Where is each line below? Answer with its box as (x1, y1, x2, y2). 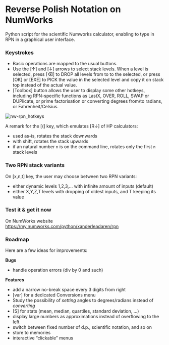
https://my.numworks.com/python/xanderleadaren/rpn (5, 223, 119, 229)
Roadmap (5, 236, 29, 243)
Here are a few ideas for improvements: (5, 247, 88, 253)
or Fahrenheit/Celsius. (12, 104, 59, 110)
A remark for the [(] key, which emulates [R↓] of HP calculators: (5, 123, 138, 130)
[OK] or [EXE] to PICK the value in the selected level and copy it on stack (12, 77, 164, 83)
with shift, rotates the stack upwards (12, 138, 89, 145)
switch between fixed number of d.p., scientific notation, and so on (12, 324, 152, 330)
